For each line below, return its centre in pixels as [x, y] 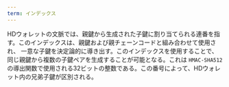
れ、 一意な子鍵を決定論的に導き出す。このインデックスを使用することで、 [112, 51]
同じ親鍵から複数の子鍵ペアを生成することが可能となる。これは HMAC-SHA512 [115, 60]
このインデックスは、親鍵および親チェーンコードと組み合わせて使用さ [117, 42]
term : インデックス [32, 13]
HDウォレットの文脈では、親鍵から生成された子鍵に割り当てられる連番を [111, 34]
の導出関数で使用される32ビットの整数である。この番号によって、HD [105, 68]
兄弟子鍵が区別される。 [64, 77]
